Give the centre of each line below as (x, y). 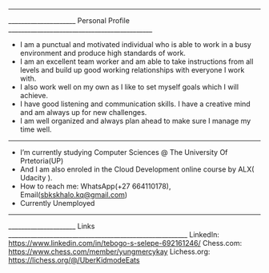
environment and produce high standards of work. (103, 53)
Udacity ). (36, 178)
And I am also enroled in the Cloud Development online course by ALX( (137, 169)
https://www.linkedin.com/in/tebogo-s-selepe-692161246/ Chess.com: (125, 243)
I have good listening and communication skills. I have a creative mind (135, 104)
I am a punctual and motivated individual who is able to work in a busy (136, 44)
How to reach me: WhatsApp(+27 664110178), (95, 186)
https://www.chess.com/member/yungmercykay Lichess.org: (109, 251)
